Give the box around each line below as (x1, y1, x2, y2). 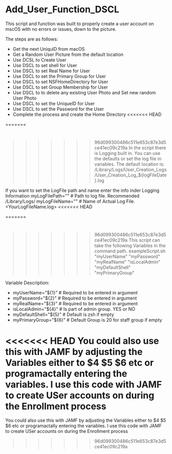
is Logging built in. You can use (94, 150, 161, 156)
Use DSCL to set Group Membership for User (12, 84, 109, 90)
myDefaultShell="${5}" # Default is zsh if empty (12, 311, 114, 318)
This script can (128, 237, 160, 243)
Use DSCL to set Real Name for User (12, 68, 91, 74)
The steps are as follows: (5, 36, 58, 42)
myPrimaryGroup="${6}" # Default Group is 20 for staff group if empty (12, 317, 162, 323)
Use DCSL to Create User (12, 56, 67, 63)
